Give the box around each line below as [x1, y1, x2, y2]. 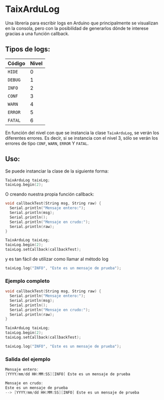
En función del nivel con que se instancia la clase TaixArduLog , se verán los [5, 130, 160, 136]
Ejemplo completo [5, 277, 50, 284]
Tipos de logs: [5, 45, 50, 53]
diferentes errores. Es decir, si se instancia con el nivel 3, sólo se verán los [5, 135, 158, 141]
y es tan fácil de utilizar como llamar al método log [5, 256, 109, 262]
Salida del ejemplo [5, 356, 51, 363]
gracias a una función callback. [5, 30, 70, 36]
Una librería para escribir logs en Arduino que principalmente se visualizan [5, 20, 159, 26]
